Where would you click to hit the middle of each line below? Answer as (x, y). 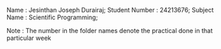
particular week (29, 38)
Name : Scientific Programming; (52, 17)
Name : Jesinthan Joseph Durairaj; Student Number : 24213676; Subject (110, 10)
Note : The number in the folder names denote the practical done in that (110, 31)
